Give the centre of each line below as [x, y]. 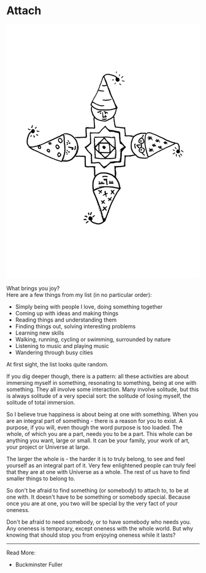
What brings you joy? [33, 288]
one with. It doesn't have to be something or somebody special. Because [98, 497]
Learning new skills [40, 333]
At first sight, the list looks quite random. [58, 364]
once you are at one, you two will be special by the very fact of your [92, 503]
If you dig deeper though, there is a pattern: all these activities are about [97, 376]
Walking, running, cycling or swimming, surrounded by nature [93, 339]
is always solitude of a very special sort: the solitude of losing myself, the [99, 396]
